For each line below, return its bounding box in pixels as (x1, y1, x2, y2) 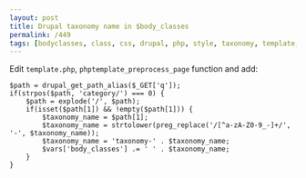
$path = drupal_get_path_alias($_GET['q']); (9, 81, 181, 91)
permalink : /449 (9, 30, 71, 39)
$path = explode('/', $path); (25, 97, 141, 106)
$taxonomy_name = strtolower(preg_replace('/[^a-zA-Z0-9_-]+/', (42, 121, 291, 130)
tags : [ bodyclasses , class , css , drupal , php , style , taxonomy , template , (9, 38, 300, 48)
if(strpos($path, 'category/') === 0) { (9, 89, 166, 98)
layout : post (9, 13, 59, 23)
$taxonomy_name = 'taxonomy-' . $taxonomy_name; (42, 137, 230, 146)
